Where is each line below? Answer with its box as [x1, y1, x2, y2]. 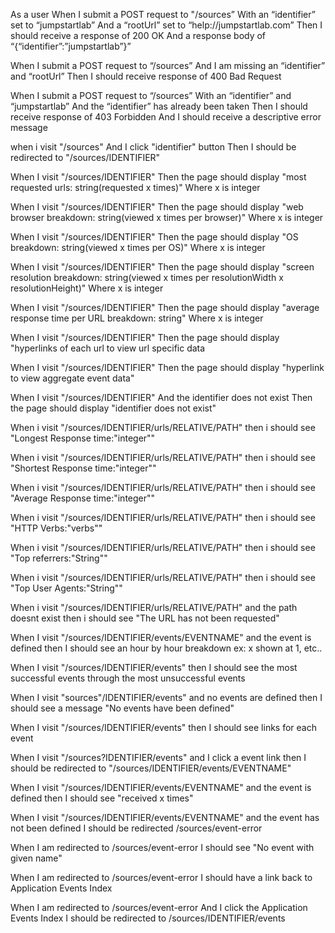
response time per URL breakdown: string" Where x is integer [10, 312, 264, 324]
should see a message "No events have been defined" [10, 702, 235, 714]
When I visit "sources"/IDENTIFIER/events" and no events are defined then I [10, 692, 323, 703]
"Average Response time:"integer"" [10, 492, 156, 504]
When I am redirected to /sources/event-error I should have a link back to [10, 872, 313, 883]
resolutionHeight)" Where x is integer [10, 282, 164, 294]
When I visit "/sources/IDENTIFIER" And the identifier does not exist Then [10, 392, 313, 403]
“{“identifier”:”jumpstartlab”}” [10, 40, 132, 52]
